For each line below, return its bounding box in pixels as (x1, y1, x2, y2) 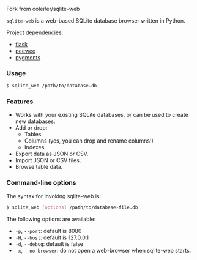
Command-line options (6, 179, 76, 187)
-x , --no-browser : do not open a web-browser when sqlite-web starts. (15, 247, 191, 254)
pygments (15, 54, 41, 61)
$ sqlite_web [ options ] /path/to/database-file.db (6, 204, 138, 210)
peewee (15, 47, 35, 54)
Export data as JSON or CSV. (15, 150, 89, 158)
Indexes (24, 144, 45, 151)
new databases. (15, 117, 56, 125)
